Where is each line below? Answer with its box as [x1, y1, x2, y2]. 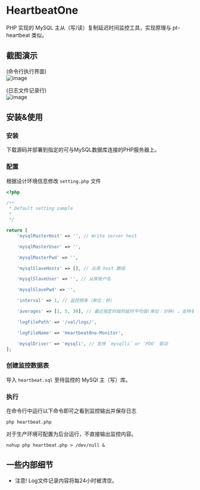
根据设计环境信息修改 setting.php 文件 [6, 177, 101, 184]
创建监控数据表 [6, 362, 49, 370]
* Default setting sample [8, 205, 73, 212]
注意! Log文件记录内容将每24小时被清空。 [14, 477, 118, 484]
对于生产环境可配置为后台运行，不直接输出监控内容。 [6, 430, 137, 437]
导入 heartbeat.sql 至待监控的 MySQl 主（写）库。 [6, 376, 131, 383]
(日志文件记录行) [6, 87, 47, 94]
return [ [6, 227, 28, 233]
